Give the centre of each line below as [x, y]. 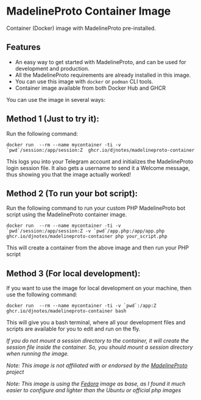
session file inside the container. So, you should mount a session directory [100, 347]
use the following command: [42, 295]
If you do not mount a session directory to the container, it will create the [98, 341]
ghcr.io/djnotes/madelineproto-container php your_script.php [87, 237]
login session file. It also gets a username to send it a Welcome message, [98, 168]
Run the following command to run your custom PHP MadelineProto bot [96, 208]
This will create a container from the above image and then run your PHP [97, 248]
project [15, 372]
